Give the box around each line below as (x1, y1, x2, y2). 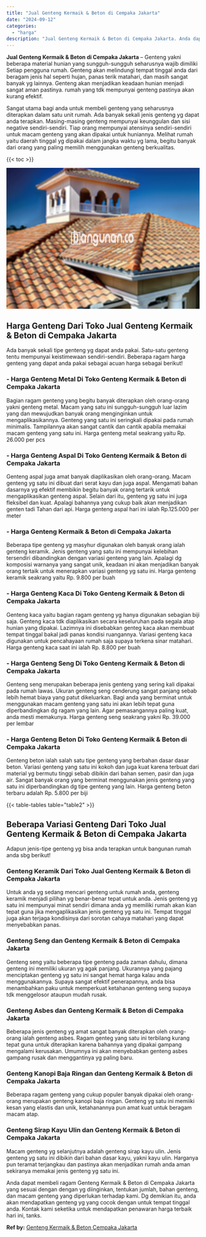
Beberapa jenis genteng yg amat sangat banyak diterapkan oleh (6, 1027, 167, 1035)
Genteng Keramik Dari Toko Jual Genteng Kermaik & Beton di (6, 866, 191, 875)
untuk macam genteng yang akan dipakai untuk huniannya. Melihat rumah (6, 131, 193, 138)
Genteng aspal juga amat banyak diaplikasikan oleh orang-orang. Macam (6, 473, 191, 481)
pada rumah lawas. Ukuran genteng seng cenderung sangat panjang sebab (6, 687, 197, 694)
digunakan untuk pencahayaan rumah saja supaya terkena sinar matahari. (6, 637, 193, 645)
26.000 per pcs (6, 436, 45, 443)
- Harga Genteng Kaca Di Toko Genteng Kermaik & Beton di (6, 589, 185, 598)
